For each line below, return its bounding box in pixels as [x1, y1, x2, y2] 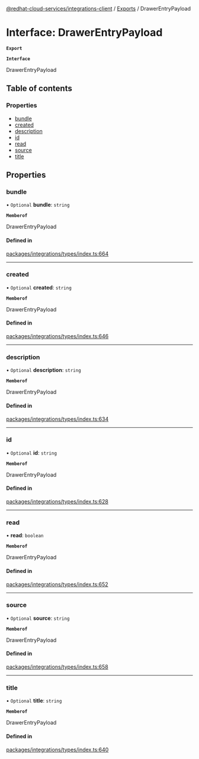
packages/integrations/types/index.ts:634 [6, 415, 109, 423]
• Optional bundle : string [6, 201, 70, 209]
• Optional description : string [6, 367, 81, 374]
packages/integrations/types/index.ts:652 [6, 581, 108, 588]
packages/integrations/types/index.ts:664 [6, 250, 109, 257]
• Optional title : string [6, 697, 62, 704]
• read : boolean [6, 532, 44, 539]
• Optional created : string [6, 284, 72, 291]
